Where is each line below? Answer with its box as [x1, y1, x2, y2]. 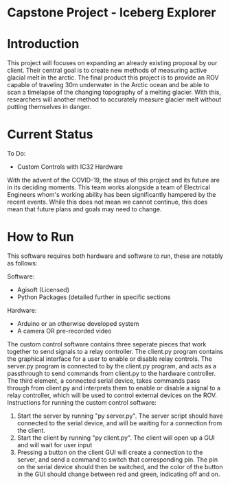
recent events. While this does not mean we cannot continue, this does [7, 198, 208, 206]
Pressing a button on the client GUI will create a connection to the [16, 448, 203, 456]
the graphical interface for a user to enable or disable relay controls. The [7, 355, 213, 363]
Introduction [7, 36, 80, 52]
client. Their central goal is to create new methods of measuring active [7, 67, 207, 75]
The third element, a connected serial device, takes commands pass [7, 377, 200, 385]
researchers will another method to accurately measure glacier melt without [7, 95, 222, 104]
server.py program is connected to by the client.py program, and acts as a [7, 362, 217, 370]
